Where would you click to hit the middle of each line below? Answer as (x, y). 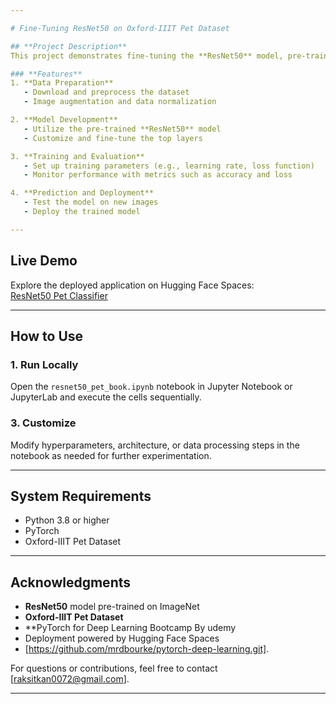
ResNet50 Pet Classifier (59, 295)
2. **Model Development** (64, 120)
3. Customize (43, 423)
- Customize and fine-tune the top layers (113, 138)
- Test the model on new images (91, 202)
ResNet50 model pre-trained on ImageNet (112, 607)
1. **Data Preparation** (62, 83)
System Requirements (81, 496)
